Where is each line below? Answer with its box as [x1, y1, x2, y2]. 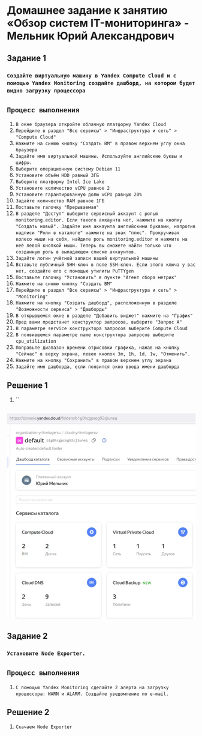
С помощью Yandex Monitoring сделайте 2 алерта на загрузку [15, 684, 169, 690]
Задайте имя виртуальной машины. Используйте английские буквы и [15, 154, 182, 160]
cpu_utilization [15, 339, 56, 345]
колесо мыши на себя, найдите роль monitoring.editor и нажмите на [15, 237, 188, 243]
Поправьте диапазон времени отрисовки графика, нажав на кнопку [15, 345, 180, 351]
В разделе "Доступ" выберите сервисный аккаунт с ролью [15, 211, 158, 217]
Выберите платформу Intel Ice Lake [15, 179, 105, 185]
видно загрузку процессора [7, 87, 86, 94]
